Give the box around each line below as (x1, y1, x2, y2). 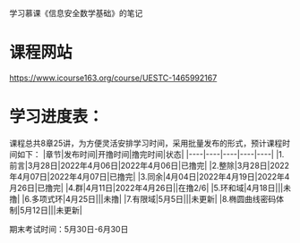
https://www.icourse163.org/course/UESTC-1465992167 (9, 72, 218, 83)
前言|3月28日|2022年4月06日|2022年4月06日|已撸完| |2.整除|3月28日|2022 (9, 160, 289, 171)
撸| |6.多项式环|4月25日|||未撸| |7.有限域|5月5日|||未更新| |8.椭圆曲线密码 (9, 193, 277, 204)
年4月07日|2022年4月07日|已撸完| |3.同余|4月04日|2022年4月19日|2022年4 (9, 171, 290, 181)
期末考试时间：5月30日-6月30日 (9, 223, 129, 234)
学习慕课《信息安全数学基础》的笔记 (9, 8, 143, 18)
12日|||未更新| (31, 205, 82, 215)
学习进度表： (9, 106, 105, 127)
